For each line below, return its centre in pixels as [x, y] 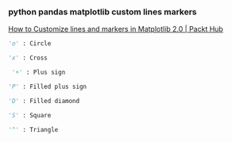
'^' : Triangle [33, 129]
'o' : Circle [30, 44]
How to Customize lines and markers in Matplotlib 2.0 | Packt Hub [116, 29]
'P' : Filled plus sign [48, 86]
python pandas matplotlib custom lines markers [102, 12]
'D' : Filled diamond [44, 101]
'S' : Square [30, 115]
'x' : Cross [28, 58]
